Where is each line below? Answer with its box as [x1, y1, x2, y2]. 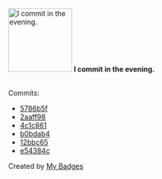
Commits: [8, 88, 40, 98]
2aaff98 [19, 112, 46, 122]
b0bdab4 [19, 129, 50, 138]
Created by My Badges [8, 161, 83, 170]
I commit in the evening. [73, 64, 155, 74]
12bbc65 [19, 138, 49, 146]
